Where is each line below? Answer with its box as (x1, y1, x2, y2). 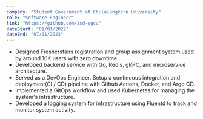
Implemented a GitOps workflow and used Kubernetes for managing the (15, 87, 195, 94)
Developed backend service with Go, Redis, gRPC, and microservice (15, 61, 186, 69)
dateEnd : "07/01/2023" (6, 32, 64, 38)
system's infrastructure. (15, 93, 75, 101)
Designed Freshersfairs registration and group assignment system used (15, 48, 194, 55)
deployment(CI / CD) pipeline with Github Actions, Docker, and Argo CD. (15, 80, 196, 88)
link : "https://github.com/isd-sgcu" (6, 20, 102, 26)
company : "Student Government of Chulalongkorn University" (6, 8, 162, 15)
